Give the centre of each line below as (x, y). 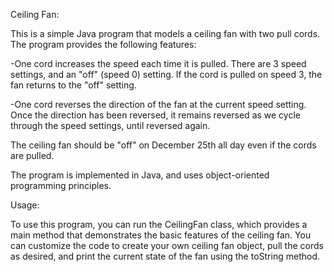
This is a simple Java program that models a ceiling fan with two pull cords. (165, 33)
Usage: (25, 205)
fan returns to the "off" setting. (73, 85)
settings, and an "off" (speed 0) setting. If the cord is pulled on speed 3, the (166, 74)
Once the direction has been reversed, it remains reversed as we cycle (155, 115)
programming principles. (61, 185)
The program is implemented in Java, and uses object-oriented (140, 175)
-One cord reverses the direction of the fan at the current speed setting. (158, 104)
